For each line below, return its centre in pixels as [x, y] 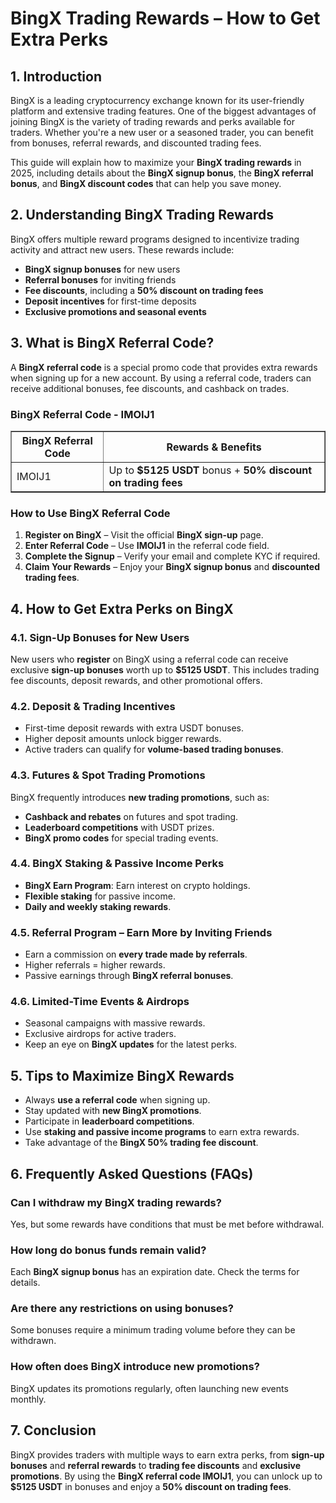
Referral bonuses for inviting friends [100, 279]
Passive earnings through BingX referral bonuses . [129, 976]
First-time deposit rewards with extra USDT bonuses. [134, 728]
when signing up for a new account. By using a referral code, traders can [161, 378]
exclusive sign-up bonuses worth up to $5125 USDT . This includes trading [165, 669]
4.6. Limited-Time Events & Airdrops [100, 1002]
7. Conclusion [53, 1430]
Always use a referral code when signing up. [117, 1100]
